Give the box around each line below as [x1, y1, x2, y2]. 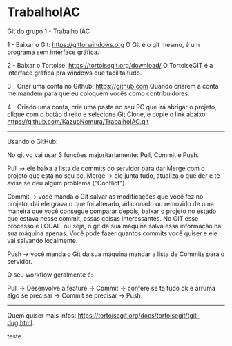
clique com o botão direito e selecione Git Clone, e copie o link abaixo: [7, 110, 208, 118]
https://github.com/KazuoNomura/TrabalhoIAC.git [7, 117, 150, 125]
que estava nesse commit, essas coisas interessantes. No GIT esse [7, 214, 199, 222]
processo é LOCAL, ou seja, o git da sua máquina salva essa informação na [7, 221, 222, 230]
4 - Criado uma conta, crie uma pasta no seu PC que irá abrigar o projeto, [7, 102, 217, 111]
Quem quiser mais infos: [7, 311, 77, 319]
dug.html [7, 318, 32, 327]
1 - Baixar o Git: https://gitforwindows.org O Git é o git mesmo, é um [7, 40, 200, 48]
